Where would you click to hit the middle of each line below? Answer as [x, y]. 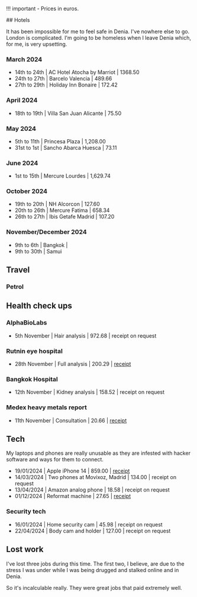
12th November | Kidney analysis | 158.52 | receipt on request [89, 392]
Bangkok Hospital [32, 379]
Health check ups [39, 306]
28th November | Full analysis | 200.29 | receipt [73, 364]
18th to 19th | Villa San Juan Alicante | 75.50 [68, 113]
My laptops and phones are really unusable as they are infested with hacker [98, 453]
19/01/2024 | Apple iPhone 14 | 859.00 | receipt [72, 471]
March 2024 [24, 59]
